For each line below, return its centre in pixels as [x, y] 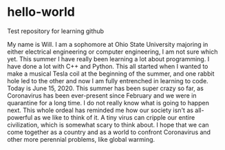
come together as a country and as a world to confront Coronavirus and [109, 132]
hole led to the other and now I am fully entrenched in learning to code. [108, 81]
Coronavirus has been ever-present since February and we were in [102, 95]
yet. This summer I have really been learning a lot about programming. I [108, 58]
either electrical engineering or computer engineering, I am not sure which [112, 52]
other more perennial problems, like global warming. [81, 139]
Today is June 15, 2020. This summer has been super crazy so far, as [106, 88]
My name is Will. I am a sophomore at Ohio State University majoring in [108, 44]
